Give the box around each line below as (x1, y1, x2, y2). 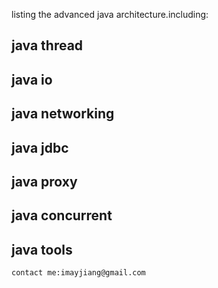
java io (11, 71, 53, 88)
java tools (11, 241, 73, 258)
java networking (11, 105, 115, 123)
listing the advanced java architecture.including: (11, 9, 209, 20)
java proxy (11, 173, 78, 190)
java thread (11, 37, 84, 54)
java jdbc (11, 139, 69, 156)
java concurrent (11, 207, 113, 224)
